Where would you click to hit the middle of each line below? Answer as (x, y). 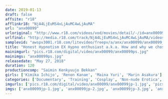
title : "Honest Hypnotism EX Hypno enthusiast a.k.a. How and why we (79, 47)
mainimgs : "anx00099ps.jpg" (34, 56)
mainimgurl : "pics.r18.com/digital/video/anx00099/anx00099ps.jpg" (77, 51)
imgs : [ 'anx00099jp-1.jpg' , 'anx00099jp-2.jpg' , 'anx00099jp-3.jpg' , (79, 89)
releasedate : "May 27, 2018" (35, 61)
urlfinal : (15, 38)
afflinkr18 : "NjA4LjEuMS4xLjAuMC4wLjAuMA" (50, 24)
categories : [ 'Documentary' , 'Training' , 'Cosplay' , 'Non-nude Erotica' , (84, 79)
